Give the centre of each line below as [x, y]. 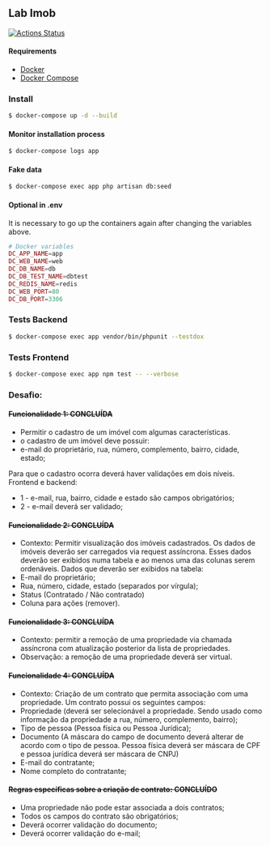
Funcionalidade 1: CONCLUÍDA [61, 414]
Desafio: [25, 394]
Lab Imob [32, 13]
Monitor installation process [57, 134]
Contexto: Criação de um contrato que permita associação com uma [134, 693]
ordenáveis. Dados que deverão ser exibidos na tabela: [112, 569]
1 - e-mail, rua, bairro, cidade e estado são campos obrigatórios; [127, 498]
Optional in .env [36, 205]
